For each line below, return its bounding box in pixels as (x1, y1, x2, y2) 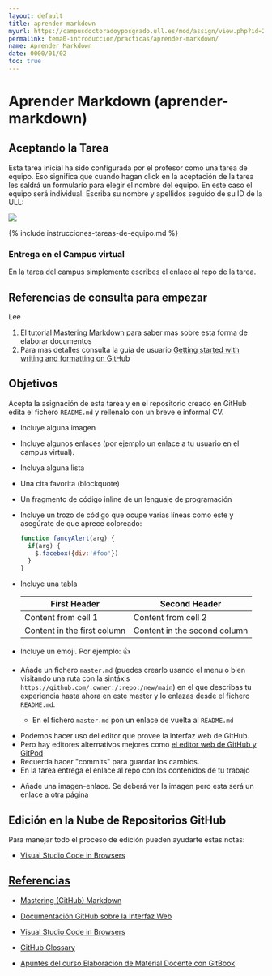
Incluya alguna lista (19, 463, 85, 473)
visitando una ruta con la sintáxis (19, 674, 130, 683)
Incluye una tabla (19, 579, 78, 589)
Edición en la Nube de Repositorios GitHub (8, 813, 227, 827)
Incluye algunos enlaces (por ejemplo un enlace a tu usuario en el (19, 439, 240, 448)
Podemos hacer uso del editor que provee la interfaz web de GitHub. (19, 731, 249, 741)
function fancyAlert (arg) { (19, 534, 115, 542)
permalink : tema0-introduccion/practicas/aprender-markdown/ (8, 34, 219, 43)
